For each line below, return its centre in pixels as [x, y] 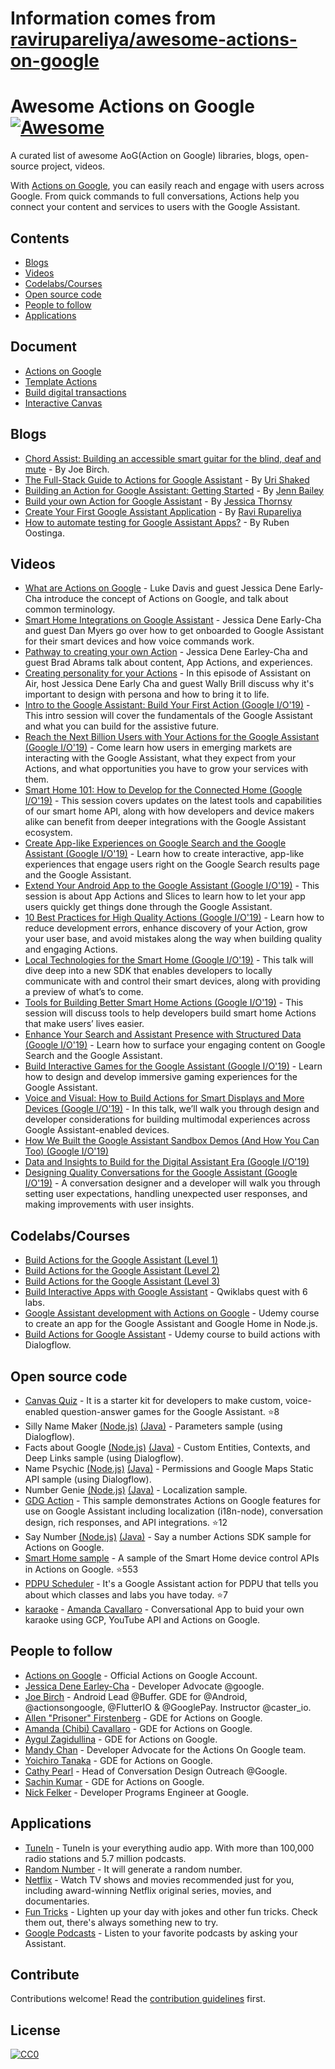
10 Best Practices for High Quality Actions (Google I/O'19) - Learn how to [174, 918]
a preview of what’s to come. [84, 992]
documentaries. [57, 1901]
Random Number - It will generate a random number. [133, 1869]
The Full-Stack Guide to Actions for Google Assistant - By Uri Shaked [167, 479]
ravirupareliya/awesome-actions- [154, 39]
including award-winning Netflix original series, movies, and [148, 1890]
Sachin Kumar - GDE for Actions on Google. [114, 1781]
